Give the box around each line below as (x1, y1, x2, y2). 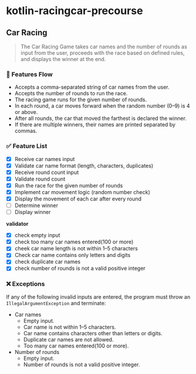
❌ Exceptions (6, 280, 45, 288)
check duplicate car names (14, 258, 81, 265)
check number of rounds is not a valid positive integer (14, 265, 146, 272)
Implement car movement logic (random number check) (14, 188, 151, 195)
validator (6, 221, 29, 228)
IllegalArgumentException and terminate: (6, 299, 106, 306)
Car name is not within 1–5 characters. (23, 323, 117, 330)
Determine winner (14, 202, 58, 209)
